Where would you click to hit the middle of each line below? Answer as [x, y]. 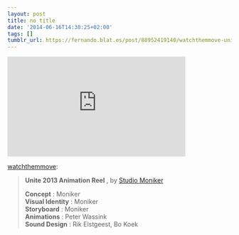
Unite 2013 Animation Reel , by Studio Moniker [94, 180]
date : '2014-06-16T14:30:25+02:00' [60, 27]
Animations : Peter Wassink [66, 217]
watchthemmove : [33, 167]
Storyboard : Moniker [57, 209]
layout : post [27, 14]
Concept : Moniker [52, 194]
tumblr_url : [25, 40]
